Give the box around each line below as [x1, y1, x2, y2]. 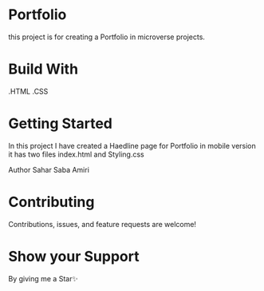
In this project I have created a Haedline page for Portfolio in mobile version [8, 141, 257, 150]
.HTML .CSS [8, 86, 49, 96]
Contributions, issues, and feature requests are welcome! [8, 219, 197, 229]
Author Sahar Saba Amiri [8, 165, 90, 174]
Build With [8, 60, 78, 78]
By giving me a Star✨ [8, 273, 78, 283]
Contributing [8, 193, 95, 211]
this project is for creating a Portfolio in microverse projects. [8, 32, 206, 42]
